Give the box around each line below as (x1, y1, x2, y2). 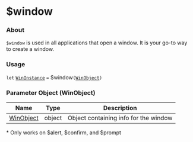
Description (103, 104, 137, 112)
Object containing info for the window (67, 114, 173, 122)
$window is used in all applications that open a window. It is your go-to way (6, 39, 188, 46)
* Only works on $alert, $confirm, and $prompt (6, 129, 122, 136)
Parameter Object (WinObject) (6, 88, 96, 96)
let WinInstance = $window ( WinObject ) (6, 73, 103, 81)
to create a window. (6, 46, 55, 53)
